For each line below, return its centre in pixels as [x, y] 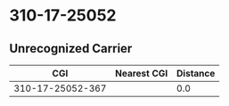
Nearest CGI [142, 73]
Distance [196, 73]
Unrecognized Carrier [71, 49]
